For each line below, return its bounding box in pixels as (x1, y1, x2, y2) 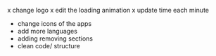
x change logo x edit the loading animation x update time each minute (7, 6, 210, 14)
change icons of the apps (17, 20, 92, 27)
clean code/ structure (17, 42, 81, 50)
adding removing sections (17, 34, 94, 43)
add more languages (17, 27, 77, 35)
